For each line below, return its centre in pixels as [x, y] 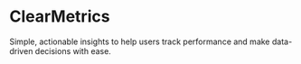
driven [21, 50]
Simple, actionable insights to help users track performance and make [140, 41]
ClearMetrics [60, 17]
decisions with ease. [73, 50]
